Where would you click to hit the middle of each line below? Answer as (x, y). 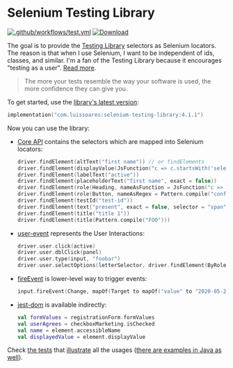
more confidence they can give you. (76, 88)
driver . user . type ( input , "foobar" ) (69, 259)
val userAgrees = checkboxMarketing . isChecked (86, 324)
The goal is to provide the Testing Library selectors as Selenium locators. (112, 45)
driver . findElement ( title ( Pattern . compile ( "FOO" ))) (94, 220)
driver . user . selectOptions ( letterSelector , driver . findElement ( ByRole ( (123, 266)
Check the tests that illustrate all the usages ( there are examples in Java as (114, 350)
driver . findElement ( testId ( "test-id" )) (75, 201)
